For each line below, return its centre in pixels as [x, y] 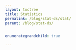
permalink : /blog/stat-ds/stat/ [38, 18]
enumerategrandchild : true [33, 36]
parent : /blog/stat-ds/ [29, 23]
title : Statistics [24, 14]
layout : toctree [22, 9]
